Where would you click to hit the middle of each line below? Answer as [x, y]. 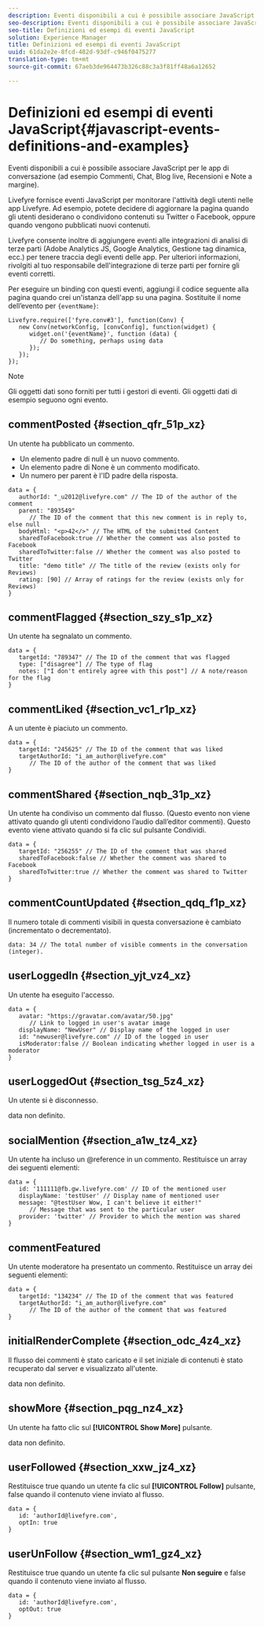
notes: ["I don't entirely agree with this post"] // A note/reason [133, 671]
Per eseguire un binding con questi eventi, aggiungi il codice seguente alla [128, 289]
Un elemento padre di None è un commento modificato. [110, 467]
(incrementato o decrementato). [60, 930]
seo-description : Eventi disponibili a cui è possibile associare [119, 23]
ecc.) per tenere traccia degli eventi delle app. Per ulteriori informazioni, [125, 257]
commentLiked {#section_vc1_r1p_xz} [103, 709]
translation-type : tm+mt [49, 60]
